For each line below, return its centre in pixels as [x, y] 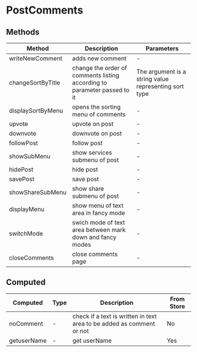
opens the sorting [97, 107]
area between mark [99, 230]
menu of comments [99, 114]
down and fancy [94, 237]
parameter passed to [101, 90]
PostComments [45, 10]
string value [152, 79]
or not [81, 331]
